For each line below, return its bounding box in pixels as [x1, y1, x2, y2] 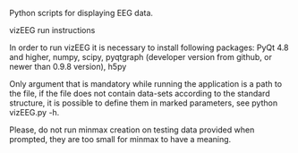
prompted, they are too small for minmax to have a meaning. [9, 134, 232, 144]
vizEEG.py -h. [9, 107, 60, 117]
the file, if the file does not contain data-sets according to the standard [9, 89, 270, 98]
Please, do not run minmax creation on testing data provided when [9, 124, 255, 135]
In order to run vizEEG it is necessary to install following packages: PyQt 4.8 [9, 42, 289, 53]
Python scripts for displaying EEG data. [9, 8, 154, 18]
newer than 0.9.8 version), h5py [9, 62, 127, 72]
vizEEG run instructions [9, 25, 96, 35]
